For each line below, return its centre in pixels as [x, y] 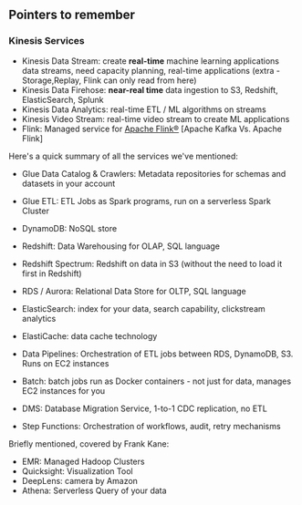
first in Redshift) [52, 273]
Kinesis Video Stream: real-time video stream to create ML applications [156, 119]
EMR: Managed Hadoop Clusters [83, 461]
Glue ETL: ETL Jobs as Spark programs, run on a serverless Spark [146, 201]
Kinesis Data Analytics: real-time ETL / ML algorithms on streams [144, 109]
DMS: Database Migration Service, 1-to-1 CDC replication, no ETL [145, 408]
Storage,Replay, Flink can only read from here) [109, 80]
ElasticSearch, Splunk [62, 99]
